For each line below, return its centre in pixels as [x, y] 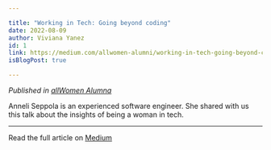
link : [17, 53]
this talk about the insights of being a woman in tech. [96, 115]
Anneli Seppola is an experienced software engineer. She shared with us [129, 106]
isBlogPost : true [38, 60]
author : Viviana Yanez [46, 38]
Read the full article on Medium [60, 137]
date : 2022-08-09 [38, 30]
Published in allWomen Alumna [60, 90]
